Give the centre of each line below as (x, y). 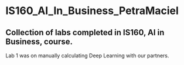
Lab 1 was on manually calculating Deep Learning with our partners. (87, 56)
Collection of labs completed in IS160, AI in (85, 32)
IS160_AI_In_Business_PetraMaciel (92, 11)
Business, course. (39, 41)
